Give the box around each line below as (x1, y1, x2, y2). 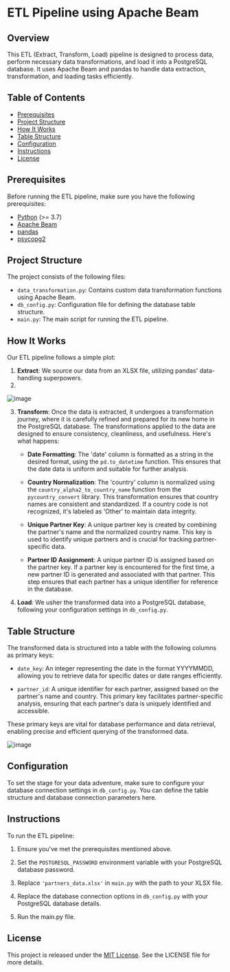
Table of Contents (7, 92, 86, 104)
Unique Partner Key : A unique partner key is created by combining (27, 520, 217, 529)
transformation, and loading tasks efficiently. (7, 72, 134, 80)
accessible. (16, 707, 50, 715)
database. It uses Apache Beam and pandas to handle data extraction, (7, 65, 206, 73)
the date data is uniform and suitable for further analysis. (27, 465, 189, 473)
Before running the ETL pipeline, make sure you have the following (7, 192, 196, 200)
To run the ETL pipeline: (7, 831, 75, 840)
